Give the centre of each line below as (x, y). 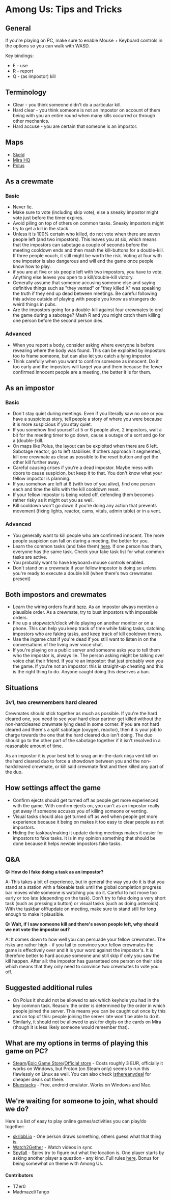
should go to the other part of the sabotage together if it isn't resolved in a (83, 741)
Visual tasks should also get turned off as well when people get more (85, 816)
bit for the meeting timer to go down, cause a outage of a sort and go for (89, 435)
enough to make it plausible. (35, 914)
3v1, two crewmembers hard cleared (51, 702)
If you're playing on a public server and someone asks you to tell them (86, 650)
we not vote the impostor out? (38, 929)
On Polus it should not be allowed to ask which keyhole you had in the (86, 1000)
